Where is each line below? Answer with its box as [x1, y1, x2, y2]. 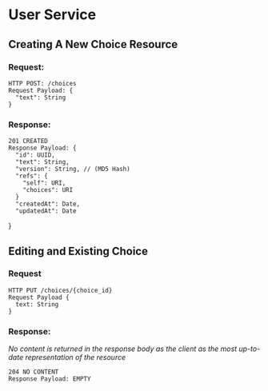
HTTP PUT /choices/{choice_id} [8, 286, 113, 294]
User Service [8, 6, 97, 24]
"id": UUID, [15, 151, 56, 159]
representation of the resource [25, 353, 126, 362]
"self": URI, [22, 179, 66, 187]
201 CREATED [8, 138, 48, 146]
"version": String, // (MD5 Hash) [15, 166, 130, 174]
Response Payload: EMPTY [8, 375, 91, 383]
